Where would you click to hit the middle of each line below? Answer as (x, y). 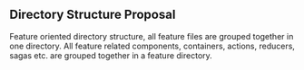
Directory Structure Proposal (93, 15)
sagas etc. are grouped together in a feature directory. (111, 55)
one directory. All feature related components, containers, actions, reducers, (152, 46)
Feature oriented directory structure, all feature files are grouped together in (152, 36)
